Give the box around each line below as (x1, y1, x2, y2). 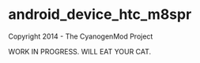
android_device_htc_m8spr (8, 6, 192, 24)
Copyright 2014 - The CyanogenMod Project (8, 31, 153, 41)
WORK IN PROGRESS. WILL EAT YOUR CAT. (8, 46, 152, 56)
